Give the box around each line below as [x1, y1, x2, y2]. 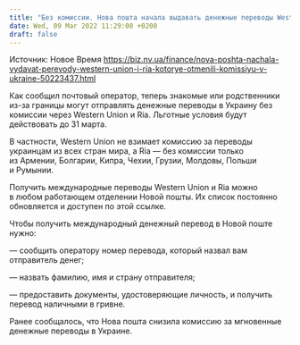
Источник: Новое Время [9, 55, 102, 65]
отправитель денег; [9, 255, 85, 265]
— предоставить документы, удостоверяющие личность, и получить [9, 290, 273, 300]
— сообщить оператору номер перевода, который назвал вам [9, 245, 248, 256]
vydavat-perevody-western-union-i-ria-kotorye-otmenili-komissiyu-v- [9, 63, 268, 74]
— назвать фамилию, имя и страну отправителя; [9, 272, 196, 282]
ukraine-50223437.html [9, 73, 96, 84]
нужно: [9, 228, 37, 239]
